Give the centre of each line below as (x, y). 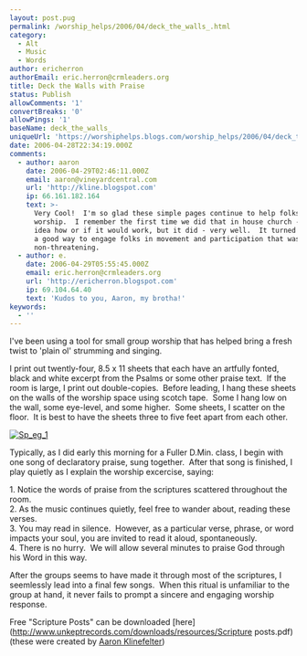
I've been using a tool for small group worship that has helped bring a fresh (151, 341)
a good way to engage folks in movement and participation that (159, 238)
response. (28, 605)
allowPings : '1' (40, 120)
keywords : (28, 307)
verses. (24, 519)
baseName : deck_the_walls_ (61, 129)
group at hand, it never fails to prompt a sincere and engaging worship (142, 595)
